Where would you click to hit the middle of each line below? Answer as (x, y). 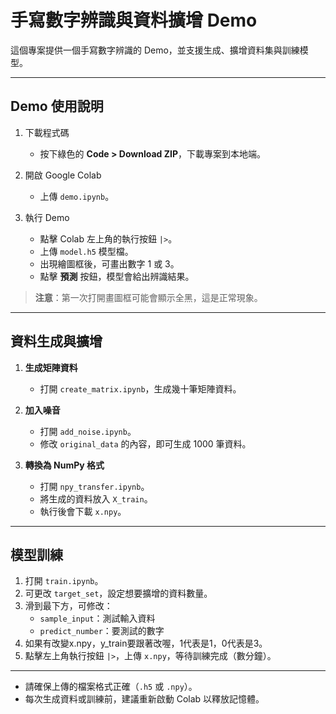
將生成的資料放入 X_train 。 (96, 498)
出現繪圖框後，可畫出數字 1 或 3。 (109, 263)
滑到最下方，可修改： (68, 606)
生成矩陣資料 (51, 367)
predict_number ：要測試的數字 (102, 631)
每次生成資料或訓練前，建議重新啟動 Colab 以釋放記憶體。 (144, 699)
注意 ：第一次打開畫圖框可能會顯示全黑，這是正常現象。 (148, 297)
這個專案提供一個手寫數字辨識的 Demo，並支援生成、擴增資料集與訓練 (155, 50)
